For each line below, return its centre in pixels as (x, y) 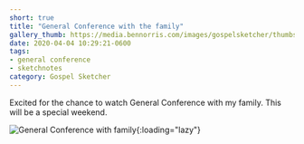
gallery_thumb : (38, 34)
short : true (32, 18)
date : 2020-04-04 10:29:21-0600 (70, 43)
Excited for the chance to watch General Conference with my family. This (146, 102)
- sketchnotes (36, 69)
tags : (19, 52)
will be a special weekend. (58, 112)
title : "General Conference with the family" (96, 26)
